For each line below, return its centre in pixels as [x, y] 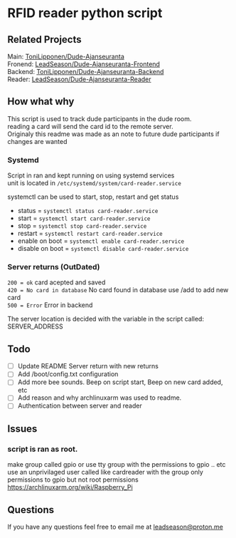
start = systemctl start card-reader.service [84, 218]
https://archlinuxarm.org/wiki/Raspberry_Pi [70, 487]
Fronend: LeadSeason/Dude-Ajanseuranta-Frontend [84, 64]
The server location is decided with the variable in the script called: [106, 319]
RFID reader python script [85, 13]
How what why [41, 102]
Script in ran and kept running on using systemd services [91, 175]
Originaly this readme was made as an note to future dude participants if [113, 134]
